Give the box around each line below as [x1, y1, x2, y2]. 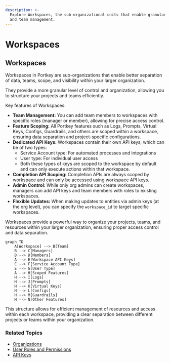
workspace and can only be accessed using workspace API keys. [12, 177, 150, 183]
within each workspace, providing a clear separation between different [5, 311, 153, 317]
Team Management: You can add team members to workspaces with [12, 112, 158, 118]
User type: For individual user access [20, 155, 98, 162]
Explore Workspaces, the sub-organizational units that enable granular [10, 12, 166, 17]
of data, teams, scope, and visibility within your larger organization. [5, 77, 146, 84]
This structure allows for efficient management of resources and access [5, 306, 156, 312]
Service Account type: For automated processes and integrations [20, 150, 156, 156]
